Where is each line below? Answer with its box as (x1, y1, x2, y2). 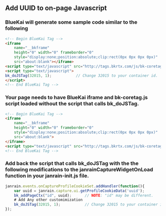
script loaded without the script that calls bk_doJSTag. (5, 100, 139, 107)
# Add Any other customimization (14, 198, 83, 203)
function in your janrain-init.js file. (5, 172, 89, 179)
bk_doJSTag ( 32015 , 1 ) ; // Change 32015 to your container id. (5, 73, 158, 78)
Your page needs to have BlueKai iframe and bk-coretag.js (5, 94, 148, 101)
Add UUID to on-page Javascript (5, 4, 107, 12)
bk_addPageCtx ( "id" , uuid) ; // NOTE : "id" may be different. (14, 193, 154, 198)
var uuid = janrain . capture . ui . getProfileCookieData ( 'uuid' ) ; (14, 188, 145, 193)
